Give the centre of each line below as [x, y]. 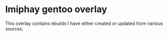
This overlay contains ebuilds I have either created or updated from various [84, 23]
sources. [15, 28]
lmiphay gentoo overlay [56, 9]
